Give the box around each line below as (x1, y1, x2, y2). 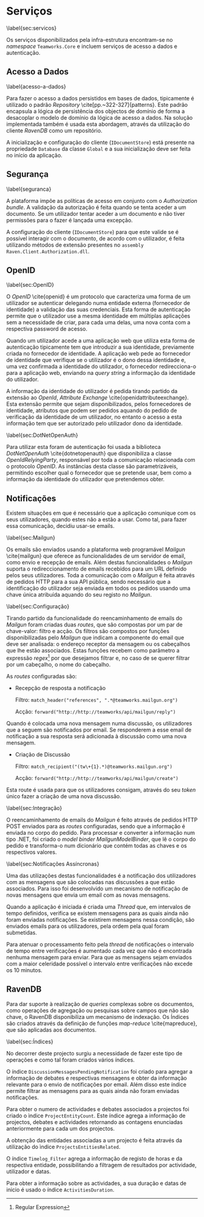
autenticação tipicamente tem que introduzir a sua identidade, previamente (6, 343, 194, 351)
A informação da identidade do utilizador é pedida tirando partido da (6, 388, 178, 395)
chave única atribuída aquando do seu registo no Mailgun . (6, 591, 152, 598)
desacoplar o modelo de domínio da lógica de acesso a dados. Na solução (6, 114, 193, 121)
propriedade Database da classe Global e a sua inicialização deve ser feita (6, 145, 191, 153)
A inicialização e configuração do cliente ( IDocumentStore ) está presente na (6, 139, 195, 146)
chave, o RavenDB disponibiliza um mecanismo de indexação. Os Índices (6, 1013, 189, 1020)
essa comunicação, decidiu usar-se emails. (6, 523, 115, 530)
